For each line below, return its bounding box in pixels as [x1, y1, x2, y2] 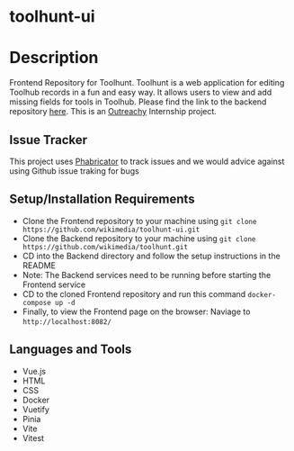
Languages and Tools [9, 342, 132, 357]
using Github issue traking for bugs [9, 165, 139, 176]
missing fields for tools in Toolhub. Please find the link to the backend [9, 96, 267, 107]
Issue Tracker [9, 132, 88, 148]
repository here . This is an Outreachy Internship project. [9, 106, 218, 117]
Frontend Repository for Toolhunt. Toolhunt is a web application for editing [9, 77, 285, 88]
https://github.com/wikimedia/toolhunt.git [22, 242, 189, 251]
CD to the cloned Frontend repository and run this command [22, 288, 246, 299]
